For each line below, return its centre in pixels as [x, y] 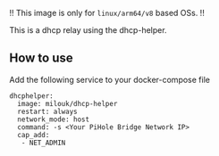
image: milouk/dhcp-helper [67, 103]
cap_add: [34, 135]
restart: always [47, 111]
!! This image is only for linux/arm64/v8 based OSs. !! [107, 13]
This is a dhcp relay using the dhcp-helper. [88, 30]
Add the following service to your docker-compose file [109, 79]
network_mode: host [54, 119]
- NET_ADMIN [43, 143]
